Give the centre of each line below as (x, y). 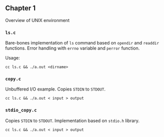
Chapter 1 (21, 8)
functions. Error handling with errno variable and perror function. (72, 48)
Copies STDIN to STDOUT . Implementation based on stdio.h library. (72, 120)
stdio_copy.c (21, 110)
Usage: (13, 58)
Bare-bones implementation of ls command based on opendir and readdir (82, 43)
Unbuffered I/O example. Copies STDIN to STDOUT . (55, 89)
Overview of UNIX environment (37, 20)
